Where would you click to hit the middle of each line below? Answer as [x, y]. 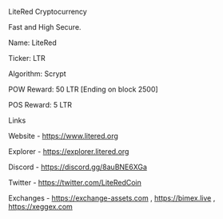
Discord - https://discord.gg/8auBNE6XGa [78, 167]
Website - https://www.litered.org [63, 136]
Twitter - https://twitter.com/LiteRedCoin [75, 182]
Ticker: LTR [27, 58]
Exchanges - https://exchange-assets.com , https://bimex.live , [112, 198]
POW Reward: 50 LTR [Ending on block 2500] [83, 89]
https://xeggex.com [41, 207]
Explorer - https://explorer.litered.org [69, 151]
